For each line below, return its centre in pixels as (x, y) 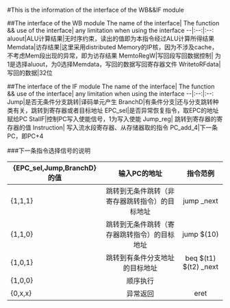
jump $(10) (201, 234)
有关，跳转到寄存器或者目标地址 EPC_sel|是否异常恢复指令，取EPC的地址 (116, 110)
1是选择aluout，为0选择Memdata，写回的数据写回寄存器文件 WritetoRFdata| (114, 64)
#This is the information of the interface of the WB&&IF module (96, 10)
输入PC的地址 (140, 174)
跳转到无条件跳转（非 (140, 191)
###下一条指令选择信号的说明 (49, 151)
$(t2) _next (201, 267)
